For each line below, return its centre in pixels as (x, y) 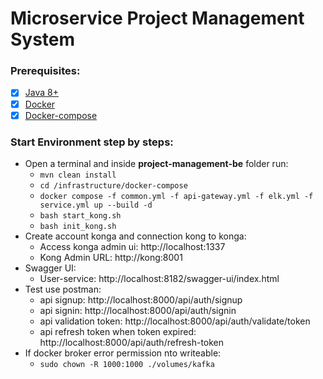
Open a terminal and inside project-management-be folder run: (156, 163)
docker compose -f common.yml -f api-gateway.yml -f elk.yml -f (176, 196)
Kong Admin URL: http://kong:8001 (111, 257)
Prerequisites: (45, 71)
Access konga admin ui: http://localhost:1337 (132, 246)
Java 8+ (41, 93)
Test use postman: (63, 289)
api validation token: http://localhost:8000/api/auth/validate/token (175, 321)
